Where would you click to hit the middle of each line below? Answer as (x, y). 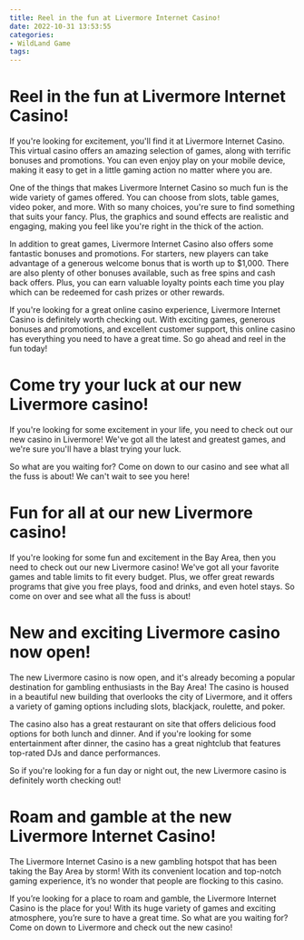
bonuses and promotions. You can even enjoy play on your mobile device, (147, 161)
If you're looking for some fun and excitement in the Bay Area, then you (143, 557)
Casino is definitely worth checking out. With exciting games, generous (142, 320)
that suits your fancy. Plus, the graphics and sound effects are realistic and (149, 217)
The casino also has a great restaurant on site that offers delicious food (143, 724)
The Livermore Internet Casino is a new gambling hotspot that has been (143, 861)
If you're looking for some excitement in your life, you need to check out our (151, 430)
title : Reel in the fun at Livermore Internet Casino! (115, 18)
